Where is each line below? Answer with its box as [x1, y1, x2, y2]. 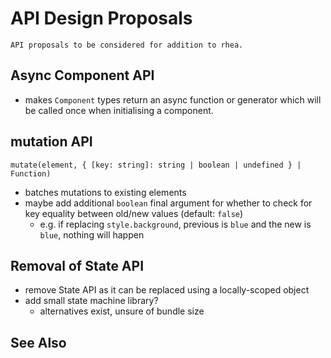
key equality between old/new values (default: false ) [24, 207, 244, 219]
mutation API [10, 133, 93, 151]
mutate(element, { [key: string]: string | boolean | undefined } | [10, 160, 302, 170]
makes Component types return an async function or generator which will [24, 93, 322, 106]
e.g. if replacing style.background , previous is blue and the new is [39, 218, 312, 230]
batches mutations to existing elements [24, 186, 187, 198]
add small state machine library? [24, 295, 159, 307]
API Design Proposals [10, 7, 193, 30]
